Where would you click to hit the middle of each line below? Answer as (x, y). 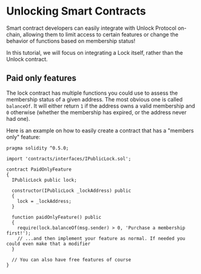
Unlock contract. (27, 59)
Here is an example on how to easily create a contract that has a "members (100, 130)
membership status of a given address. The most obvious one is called (94, 99)
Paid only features (41, 78)
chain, (14, 34)
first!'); (19, 233)
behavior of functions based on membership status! (71, 41)
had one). (18, 118)
